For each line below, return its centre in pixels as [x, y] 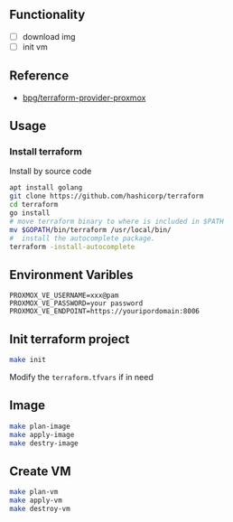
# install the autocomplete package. [82, 238]
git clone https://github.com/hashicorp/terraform [107, 196]
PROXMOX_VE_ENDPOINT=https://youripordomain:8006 [105, 312]
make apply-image [42, 434]
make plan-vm [34, 492]
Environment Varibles [71, 275]
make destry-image [44, 443]
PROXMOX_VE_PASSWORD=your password [76, 303]
